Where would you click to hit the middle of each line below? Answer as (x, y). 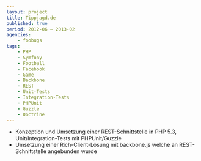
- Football (31, 63)
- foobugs (30, 40)
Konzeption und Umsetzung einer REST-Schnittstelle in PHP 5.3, (96, 132)
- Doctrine (31, 114)
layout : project (27, 12)
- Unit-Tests (34, 92)
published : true (27, 23)
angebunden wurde (73, 151)
